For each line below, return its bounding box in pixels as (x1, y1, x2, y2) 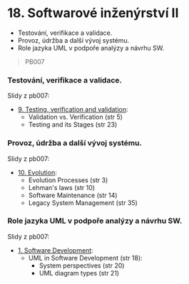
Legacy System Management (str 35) (28, 198, 138, 207)
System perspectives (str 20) (39, 261, 125, 270)
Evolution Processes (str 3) (28, 176, 108, 184)
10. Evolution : (17, 168, 57, 177)
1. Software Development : (17, 246, 94, 254)
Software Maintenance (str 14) (28, 191, 118, 199)
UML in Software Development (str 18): (28, 253, 143, 262)
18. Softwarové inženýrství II (7, 5, 179, 21)
